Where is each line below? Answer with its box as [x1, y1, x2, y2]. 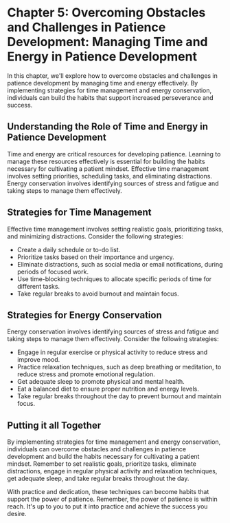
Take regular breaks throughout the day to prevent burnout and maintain [16, 392, 222, 400]
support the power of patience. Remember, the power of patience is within [7, 495, 218, 504]
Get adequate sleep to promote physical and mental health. [16, 378, 185, 386]
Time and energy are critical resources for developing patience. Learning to [7, 150, 221, 158]
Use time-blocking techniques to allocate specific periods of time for [16, 274, 212, 283]
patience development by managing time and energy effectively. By [7, 79, 198, 87]
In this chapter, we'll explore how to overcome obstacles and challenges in [7, 71, 218, 80]
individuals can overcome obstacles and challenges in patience [7, 445, 187, 453]
